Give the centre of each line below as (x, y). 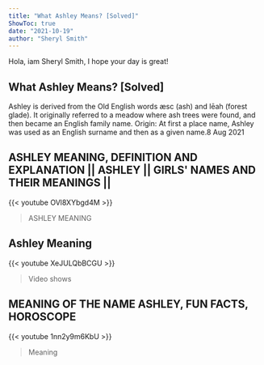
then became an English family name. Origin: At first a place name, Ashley (131, 124)
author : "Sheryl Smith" (48, 38)
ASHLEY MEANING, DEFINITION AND (103, 157)
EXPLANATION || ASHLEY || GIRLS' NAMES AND (132, 170)
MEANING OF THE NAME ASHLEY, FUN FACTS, (128, 304)
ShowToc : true (32, 23)
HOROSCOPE (42, 317)
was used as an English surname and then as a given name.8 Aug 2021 (126, 132)
